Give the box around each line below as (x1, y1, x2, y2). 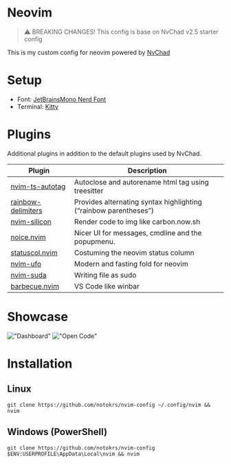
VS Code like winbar (74, 281, 140, 291)
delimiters (10, 205, 43, 215)
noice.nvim (10, 232, 46, 242)
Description (127, 165, 167, 175)
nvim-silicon (10, 217, 52, 226)
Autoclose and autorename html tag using (74, 177, 210, 187)
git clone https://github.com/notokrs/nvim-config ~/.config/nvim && (7, 401, 211, 408)
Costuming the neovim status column (74, 248, 195, 257)
